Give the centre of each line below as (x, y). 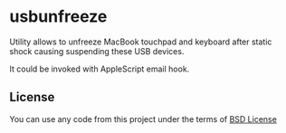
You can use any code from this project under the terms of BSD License (143, 119)
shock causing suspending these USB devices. (97, 51)
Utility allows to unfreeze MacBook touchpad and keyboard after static (141, 42)
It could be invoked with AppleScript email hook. (100, 69)
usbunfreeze (58, 17)
